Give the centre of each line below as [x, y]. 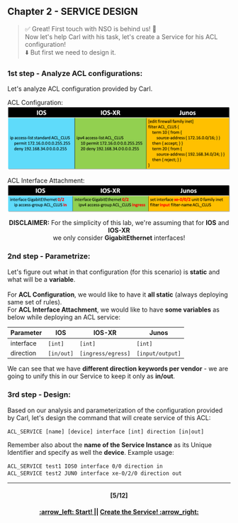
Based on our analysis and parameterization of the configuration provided [115, 410]
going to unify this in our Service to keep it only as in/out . [91, 376]
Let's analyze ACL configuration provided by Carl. [80, 89]
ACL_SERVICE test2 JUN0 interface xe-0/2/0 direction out [95, 473]
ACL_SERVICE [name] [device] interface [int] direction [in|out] [106, 431]
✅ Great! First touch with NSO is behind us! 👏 [91, 28]
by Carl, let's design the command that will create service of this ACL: [109, 417]
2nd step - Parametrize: [49, 256]
